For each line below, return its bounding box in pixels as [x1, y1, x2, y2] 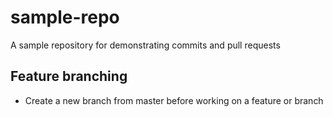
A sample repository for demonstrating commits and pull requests [10, 39, 281, 51]
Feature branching [10, 68, 128, 85]
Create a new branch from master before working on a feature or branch [24, 94, 324, 106]
